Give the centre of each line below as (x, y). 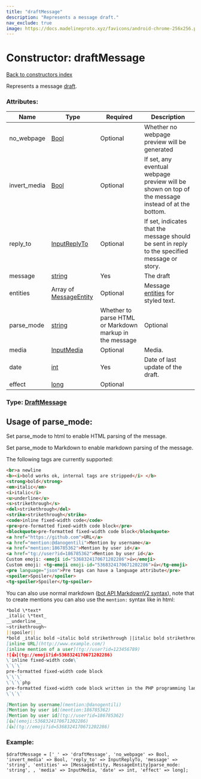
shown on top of (167, 189)
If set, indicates (165, 221)
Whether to (116, 311)
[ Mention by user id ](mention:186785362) (59, 710)
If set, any (158, 159)
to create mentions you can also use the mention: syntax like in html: (91, 600)
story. (152, 266)
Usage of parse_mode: (49, 422)
